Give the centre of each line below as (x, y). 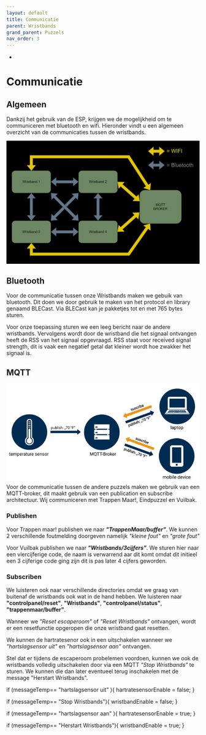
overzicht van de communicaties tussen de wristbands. (76, 133)
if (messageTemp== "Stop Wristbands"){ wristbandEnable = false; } (92, 702)
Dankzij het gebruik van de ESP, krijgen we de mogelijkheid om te (89, 119)
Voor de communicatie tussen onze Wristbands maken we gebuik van (94, 296)
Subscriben (24, 577)
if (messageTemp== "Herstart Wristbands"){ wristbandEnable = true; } (96, 725)
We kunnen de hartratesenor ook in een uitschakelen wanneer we (90, 640)
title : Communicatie (33, 19)
